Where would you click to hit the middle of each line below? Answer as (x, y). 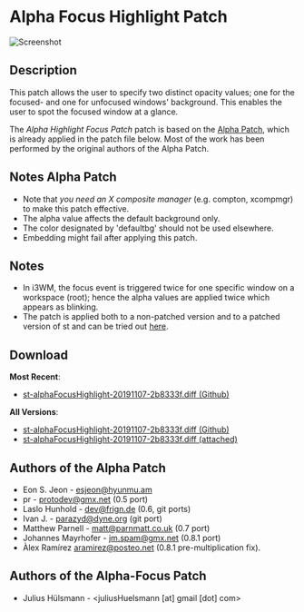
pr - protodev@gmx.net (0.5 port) (85, 499)
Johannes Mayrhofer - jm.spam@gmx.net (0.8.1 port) (122, 538)
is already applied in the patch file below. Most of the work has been (137, 139)
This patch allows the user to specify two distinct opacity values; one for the (152, 92)
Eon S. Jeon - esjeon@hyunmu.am (87, 489)
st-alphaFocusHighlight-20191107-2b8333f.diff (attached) (130, 439)
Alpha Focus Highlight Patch (119, 17)
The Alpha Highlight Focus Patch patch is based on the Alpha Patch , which (150, 129)
